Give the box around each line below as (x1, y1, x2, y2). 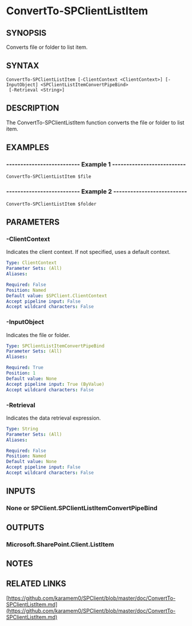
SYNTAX (6, 61, 40, 71)
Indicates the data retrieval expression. (6, 414, 101, 421)
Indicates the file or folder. (6, 331, 71, 338)
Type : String (6, 426, 39, 432)
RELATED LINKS (6, 578, 66, 589)
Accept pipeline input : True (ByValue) (6, 381, 105, 387)
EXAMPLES (6, 143, 49, 153)
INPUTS (6, 486, 36, 496)
